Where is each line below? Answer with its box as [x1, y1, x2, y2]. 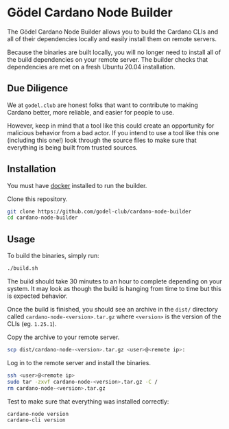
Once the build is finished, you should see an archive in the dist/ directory [7, 305, 218, 313]
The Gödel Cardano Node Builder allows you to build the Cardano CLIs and [7, 27, 219, 36]
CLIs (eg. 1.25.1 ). [7, 320, 57, 327]
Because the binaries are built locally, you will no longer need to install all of [7, 48, 221, 56]
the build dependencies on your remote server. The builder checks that [7, 55, 208, 63]
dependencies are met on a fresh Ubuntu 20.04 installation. [7, 62, 176, 71]
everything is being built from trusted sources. [7, 143, 138, 152]
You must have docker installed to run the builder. [7, 181, 147, 189]
